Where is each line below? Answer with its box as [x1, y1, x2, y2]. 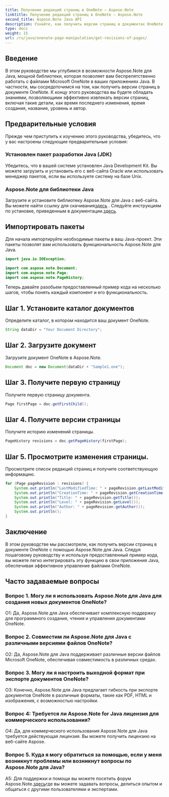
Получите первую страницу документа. [5, 391, 91, 397]
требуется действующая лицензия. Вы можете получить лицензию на [5, 733, 156, 739]
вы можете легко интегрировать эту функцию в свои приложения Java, [5, 557, 160, 563]
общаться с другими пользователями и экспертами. [5, 786, 119, 792]
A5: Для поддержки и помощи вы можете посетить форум [5, 775, 132, 781]
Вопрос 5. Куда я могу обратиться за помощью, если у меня [5, 751, 162, 758]
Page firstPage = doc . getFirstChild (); [5, 402, 89, 407]
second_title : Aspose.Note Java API [5, 17, 82, 22]
